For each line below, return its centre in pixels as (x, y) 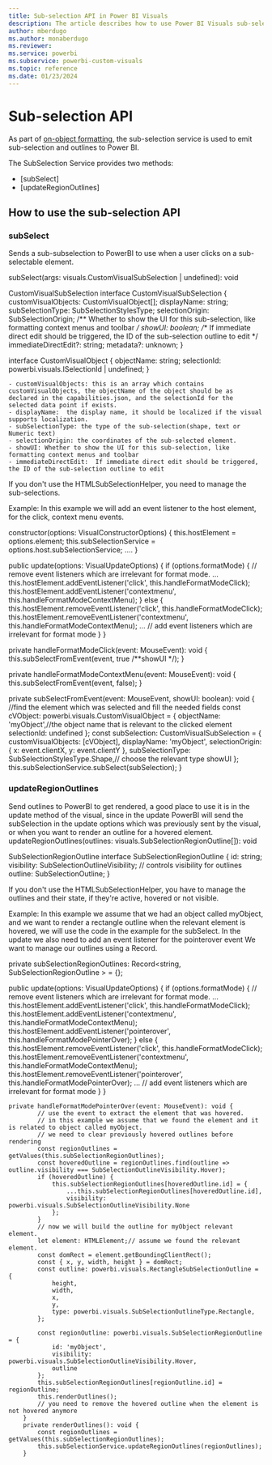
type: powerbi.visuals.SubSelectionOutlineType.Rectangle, (153, 1312)
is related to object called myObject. (76, 1127)
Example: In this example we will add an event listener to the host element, (132, 509)
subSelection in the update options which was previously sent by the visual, (135, 824)
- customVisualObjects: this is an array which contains (106, 384)
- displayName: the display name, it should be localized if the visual (136, 413)
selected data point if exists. (63, 406)
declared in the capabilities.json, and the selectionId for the (121, 398)
